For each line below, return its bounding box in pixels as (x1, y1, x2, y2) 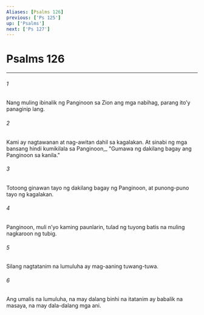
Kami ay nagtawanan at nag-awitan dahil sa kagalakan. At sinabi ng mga (6, 138, 188, 146)
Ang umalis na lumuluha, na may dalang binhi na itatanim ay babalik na (6, 296, 183, 303)
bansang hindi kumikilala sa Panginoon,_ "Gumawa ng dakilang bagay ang (6, 144, 192, 152)
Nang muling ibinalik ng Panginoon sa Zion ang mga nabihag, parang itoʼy (6, 99, 191, 107)
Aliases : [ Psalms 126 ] (6, 9, 64, 15)
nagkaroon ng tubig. (6, 230, 57, 237)
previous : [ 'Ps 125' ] (6, 15, 61, 21)
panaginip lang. (6, 105, 45, 113)
